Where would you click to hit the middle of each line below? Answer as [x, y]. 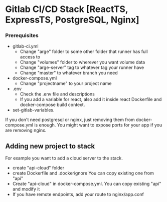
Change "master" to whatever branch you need [69, 73]
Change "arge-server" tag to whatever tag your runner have [82, 67]
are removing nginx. [26, 130]
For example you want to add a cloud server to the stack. [64, 158]
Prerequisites [22, 35]
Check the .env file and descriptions [57, 94]
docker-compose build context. [52, 105]
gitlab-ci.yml [25, 46]
